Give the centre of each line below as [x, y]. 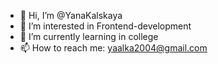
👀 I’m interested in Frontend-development [105, 26]
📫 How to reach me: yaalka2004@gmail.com [113, 48]
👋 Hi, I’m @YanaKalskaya [71, 15]
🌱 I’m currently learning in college [89, 36]
